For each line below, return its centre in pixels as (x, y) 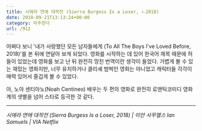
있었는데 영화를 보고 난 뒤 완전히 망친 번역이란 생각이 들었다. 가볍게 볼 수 (102, 61)
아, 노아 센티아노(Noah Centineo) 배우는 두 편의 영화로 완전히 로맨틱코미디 (94, 89)
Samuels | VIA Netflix (32, 122)
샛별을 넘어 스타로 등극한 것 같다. (56, 97)
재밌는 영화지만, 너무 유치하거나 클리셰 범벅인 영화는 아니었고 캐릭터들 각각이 (102, 69)
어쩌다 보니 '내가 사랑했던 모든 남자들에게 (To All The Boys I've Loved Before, (99, 46)
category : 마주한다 (28, 23)
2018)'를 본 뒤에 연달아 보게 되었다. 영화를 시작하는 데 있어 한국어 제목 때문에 (96, 54)
